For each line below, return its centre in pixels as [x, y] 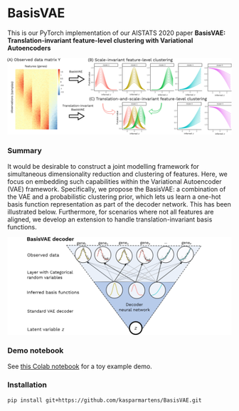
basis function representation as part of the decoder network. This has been [119, 204]
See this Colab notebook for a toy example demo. [80, 366]
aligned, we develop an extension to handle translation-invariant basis [110, 219]
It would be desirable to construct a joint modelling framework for [103, 166]
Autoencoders [29, 48]
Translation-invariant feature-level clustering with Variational [100, 40]
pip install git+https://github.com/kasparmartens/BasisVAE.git [105, 400]
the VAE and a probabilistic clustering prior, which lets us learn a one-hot [114, 197]
